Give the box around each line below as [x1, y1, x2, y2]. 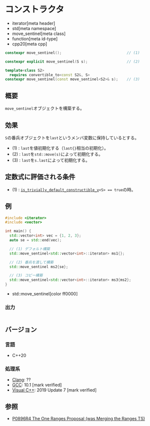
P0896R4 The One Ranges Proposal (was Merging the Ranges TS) [12, 416, 145, 422]
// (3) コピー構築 [9, 273, 43, 278]
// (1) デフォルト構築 [9, 246, 50, 251]
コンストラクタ [5, 4, 65, 15]
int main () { [5, 229, 32, 234]
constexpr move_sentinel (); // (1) [5, 50, 140, 55]
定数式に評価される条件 [5, 173, 75, 181]
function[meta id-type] [12, 35, 58, 41]
